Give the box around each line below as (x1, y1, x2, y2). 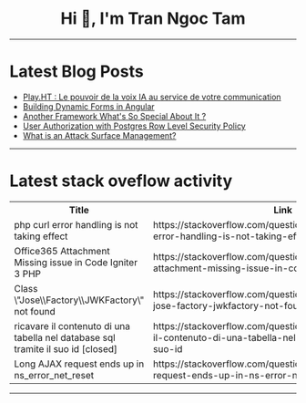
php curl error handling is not (14, 218, 138, 231)
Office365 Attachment (14, 244, 111, 257)
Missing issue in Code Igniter (14, 255, 138, 268)
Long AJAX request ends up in (14, 357, 145, 370)
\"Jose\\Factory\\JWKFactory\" (14, 294, 145, 306)
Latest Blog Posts (9, 61, 144, 82)
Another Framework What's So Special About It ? (22, 110, 207, 121)
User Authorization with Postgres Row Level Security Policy (22, 120, 246, 131)
